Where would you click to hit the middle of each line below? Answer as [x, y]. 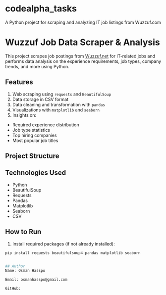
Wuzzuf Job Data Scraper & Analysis [83, 42]
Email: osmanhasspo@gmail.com [36, 280]
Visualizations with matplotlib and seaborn [56, 110]
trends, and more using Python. [37, 66]
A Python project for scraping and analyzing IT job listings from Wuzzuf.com [83, 22]
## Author [15, 266]
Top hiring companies [34, 135]
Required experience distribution [46, 125]
